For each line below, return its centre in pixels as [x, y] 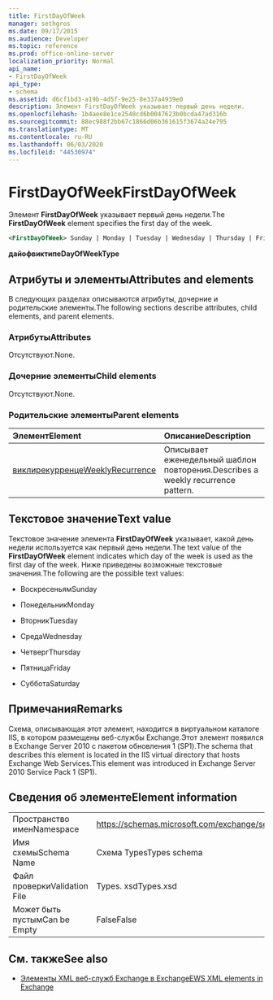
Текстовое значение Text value [90, 519]
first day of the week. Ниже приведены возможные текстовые [115, 564]
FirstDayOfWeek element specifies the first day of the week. [110, 224]
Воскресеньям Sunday [58, 589]
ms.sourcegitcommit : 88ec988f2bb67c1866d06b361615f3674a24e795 [118, 122]
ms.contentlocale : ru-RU [50, 137]
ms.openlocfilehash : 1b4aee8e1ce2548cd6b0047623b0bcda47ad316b [118, 115]
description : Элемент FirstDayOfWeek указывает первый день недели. [127, 107]
